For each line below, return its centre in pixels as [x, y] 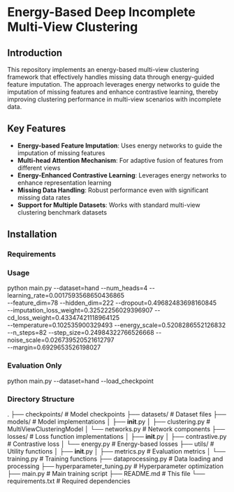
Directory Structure [41, 399]
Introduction [35, 53]
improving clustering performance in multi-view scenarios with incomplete [114, 99]
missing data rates [44, 197]
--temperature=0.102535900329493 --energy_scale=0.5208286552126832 [116, 325]
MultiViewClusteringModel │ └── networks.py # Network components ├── [116, 429]
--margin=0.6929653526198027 [54, 347]
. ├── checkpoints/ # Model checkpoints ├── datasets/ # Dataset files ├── [117, 414]
